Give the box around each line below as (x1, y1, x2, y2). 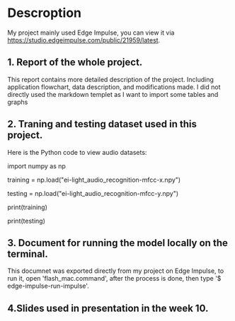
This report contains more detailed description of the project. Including (7, 75, 214, 83)
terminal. (7, 247, 48, 259)
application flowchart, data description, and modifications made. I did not (7, 83, 221, 91)
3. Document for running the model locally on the (7, 237, 228, 249)
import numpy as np (7, 161, 66, 170)
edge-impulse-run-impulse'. (7, 281, 90, 291)
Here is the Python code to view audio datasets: (7, 148, 147, 156)
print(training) (7, 203, 48, 211)
